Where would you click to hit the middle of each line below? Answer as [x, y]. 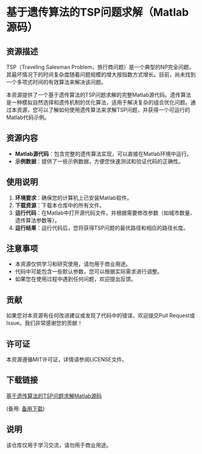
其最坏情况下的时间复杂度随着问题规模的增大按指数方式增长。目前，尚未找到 [101, 75]
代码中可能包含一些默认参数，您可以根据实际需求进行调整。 [89, 272]
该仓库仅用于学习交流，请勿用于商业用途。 [59, 445]
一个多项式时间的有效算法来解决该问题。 [56, 82]
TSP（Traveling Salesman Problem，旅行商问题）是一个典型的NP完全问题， [100, 67]
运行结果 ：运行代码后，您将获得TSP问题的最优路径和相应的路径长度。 [102, 228]
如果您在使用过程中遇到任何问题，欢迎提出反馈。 [75, 279]
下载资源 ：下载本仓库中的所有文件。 [60, 205]
